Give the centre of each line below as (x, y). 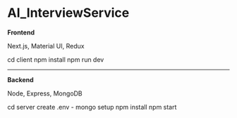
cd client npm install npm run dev (56, 59)
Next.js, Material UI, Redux (46, 46)
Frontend (21, 32)
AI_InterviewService (68, 13)
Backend (20, 79)
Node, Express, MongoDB (45, 93)
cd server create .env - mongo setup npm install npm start (92, 107)
